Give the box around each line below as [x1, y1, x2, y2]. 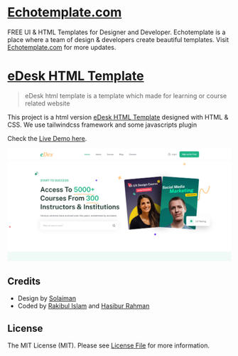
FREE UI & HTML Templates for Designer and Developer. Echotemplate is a [7, 28, 226, 36]
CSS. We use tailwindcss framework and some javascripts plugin [7, 120, 198, 129]
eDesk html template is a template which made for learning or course [24, 91, 227, 100]
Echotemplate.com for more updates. [7, 43, 117, 51]
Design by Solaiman [17, 294, 77, 303]
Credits [7, 275, 41, 287]
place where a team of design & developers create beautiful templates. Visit [7, 35, 229, 43]
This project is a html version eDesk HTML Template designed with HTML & [7, 112, 229, 121]
